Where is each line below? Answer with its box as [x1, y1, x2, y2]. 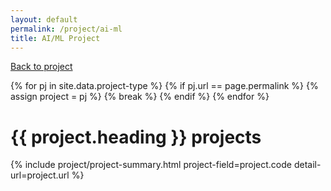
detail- [293, 159, 322, 171]
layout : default [10, 14, 78, 25]
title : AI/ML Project [10, 33, 101, 43]
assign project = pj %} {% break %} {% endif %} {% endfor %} [10, 91, 270, 103]
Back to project [10, 61, 73, 73]
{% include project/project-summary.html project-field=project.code [10, 159, 292, 171]
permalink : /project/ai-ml [10, 24, 123, 34]
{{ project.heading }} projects [10, 126, 262, 148]
